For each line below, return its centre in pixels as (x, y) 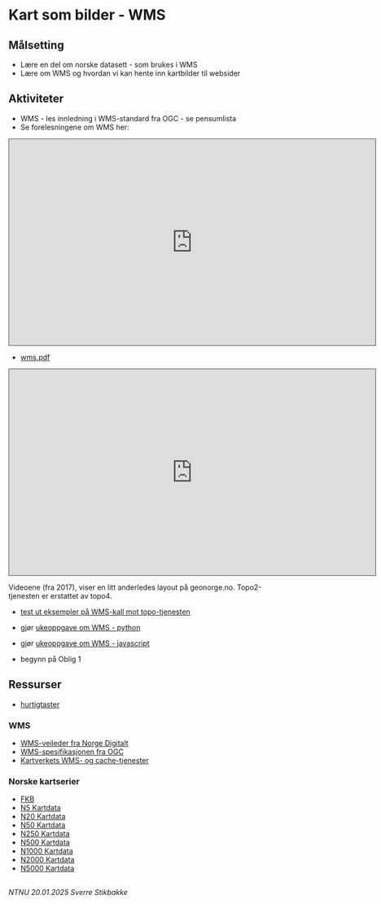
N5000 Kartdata (47, 868)
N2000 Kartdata (47, 860)
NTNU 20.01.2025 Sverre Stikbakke (68, 892)
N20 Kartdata (43, 817)
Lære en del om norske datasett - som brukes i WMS (109, 64)
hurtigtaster (40, 704)
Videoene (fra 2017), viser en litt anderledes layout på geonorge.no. (122, 587)
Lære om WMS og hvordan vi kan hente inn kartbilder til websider (130, 73)
